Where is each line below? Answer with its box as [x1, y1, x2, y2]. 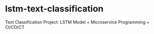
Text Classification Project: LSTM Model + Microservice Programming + [5, 19, 150, 25]
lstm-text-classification [5, 3, 104, 14]
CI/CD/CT [5, 24, 25, 30]
